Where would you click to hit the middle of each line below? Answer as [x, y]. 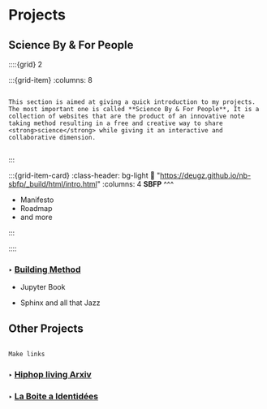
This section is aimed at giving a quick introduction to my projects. [132, 102]
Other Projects [46, 328]
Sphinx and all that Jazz [60, 303]
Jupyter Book [43, 287]
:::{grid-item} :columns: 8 [51, 80]
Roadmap [36, 208]
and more [36, 217]
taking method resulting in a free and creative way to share [116, 123]
